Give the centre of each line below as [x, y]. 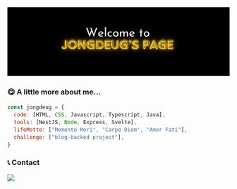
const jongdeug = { [36, 108]
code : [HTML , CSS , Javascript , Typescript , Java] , [90, 115]
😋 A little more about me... [54, 92]
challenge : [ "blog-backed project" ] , [69, 137]
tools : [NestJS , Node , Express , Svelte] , [75, 123]
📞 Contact [24, 163]
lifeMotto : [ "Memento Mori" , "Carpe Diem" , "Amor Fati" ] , [101, 130]
